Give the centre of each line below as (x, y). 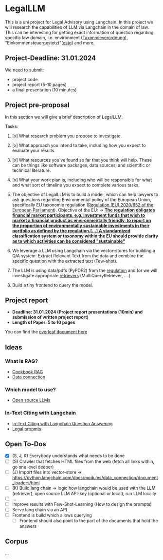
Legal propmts (27, 429)
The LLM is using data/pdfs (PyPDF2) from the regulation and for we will (85, 270)
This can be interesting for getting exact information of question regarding (79, 32)
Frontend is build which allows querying (52, 515)
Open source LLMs (31, 400)
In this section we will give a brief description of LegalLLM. (64, 117)
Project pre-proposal (37, 105)
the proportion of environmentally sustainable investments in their (81, 226)
